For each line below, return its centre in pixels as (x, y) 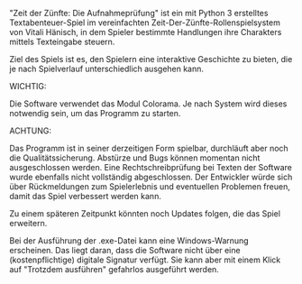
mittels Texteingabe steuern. (62, 41)
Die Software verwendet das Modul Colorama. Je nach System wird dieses (148, 104)
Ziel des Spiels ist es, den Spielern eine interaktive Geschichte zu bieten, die (151, 59)
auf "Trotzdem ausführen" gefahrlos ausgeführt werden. (114, 269)
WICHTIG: (28, 86)
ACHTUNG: (31, 131)
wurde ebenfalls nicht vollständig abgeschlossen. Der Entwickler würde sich (151, 177)
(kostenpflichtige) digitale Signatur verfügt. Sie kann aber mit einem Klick (145, 260)
